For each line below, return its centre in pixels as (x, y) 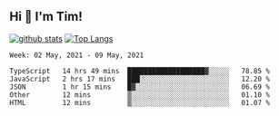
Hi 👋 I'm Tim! (46, 17)
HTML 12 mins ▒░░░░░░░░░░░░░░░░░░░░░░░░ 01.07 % (140, 102)
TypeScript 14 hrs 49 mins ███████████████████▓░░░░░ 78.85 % (140, 71)
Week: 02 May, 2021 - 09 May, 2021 (77, 55)
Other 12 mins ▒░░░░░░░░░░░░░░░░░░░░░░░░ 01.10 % (140, 95)
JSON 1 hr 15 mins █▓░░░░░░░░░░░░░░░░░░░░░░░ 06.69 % (140, 87)
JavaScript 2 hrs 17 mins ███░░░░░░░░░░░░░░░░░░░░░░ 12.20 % (140, 79)
